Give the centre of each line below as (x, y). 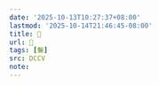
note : (19, 67)
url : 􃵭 (21, 42)
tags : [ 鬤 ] (29, 50)
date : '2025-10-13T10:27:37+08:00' (75, 17)
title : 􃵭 (25, 34)
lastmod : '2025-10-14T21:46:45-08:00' (81, 26)
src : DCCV (28, 58)
